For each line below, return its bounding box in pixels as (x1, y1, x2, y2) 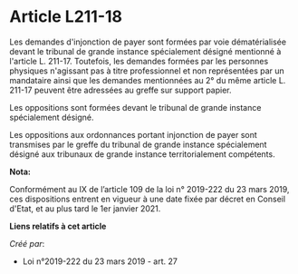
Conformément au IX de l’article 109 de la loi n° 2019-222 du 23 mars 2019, (9, 183, 290, 194)
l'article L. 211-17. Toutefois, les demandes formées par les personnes (9, 55, 269, 66)
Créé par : (9, 238, 45, 249)
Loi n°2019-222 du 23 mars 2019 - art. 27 (22, 256, 178, 267)
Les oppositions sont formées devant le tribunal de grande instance (9, 102, 262, 113)
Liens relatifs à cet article (9, 220, 107, 231)
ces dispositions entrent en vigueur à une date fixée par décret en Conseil (9, 193, 286, 204)
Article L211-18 (9, 6, 123, 27)
